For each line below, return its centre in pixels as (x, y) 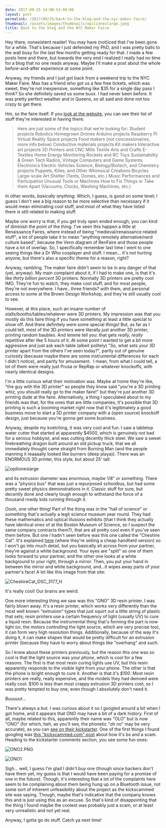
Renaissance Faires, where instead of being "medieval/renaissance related (81, 232)
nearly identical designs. (30, 372)
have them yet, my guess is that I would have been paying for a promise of (81, 774)
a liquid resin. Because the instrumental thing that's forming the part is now (82, 622)
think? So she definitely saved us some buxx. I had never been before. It (79, 94)
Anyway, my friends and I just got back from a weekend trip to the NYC (77, 78)
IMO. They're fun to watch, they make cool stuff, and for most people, (76, 283)
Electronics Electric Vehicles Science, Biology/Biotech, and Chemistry (88, 166)
